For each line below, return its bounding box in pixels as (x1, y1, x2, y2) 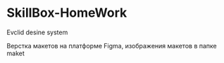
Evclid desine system (6, 28, 68, 36)
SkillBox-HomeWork (6, 5, 127, 21)
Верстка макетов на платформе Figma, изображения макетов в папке (6, 41, 217, 50)
